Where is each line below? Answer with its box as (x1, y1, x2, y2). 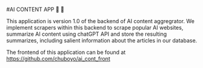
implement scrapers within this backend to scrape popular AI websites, (6, 24, 184, 31)
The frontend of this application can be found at (6, 49, 126, 56)
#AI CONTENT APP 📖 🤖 (6, 6, 65, 13)
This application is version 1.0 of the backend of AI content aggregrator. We (6, 18, 195, 24)
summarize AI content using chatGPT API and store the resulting (6, 30, 167, 38)
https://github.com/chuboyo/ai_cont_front (6, 55, 110, 62)
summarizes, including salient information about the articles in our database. (6, 37, 198, 44)
